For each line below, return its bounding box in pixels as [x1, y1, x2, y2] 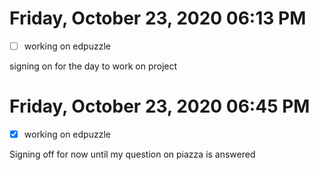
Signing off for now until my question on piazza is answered [9, 148, 256, 160]
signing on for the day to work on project [9, 60, 178, 72]
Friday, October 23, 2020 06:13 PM [9, 7, 307, 30]
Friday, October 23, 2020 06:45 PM [9, 95, 311, 118]
